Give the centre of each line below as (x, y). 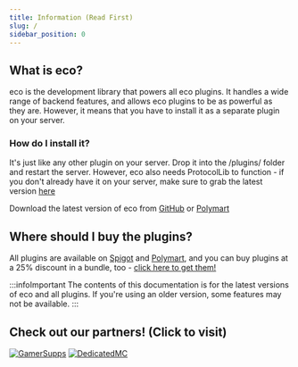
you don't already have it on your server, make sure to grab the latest (136, 182)
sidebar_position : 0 (48, 34)
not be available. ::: (44, 304)
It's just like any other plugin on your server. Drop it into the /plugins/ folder (147, 163)
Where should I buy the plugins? (101, 236)
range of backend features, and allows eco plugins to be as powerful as (141, 101)
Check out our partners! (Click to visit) (118, 332)
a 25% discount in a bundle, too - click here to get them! (113, 268)
